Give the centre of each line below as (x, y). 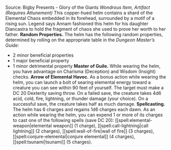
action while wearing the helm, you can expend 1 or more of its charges (88, 115)
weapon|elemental (32, 126)
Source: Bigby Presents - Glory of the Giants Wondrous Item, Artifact (78, 7)
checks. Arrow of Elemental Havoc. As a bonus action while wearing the (89, 77)
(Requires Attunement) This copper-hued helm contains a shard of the (79, 13)
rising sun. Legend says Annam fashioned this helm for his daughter (77, 23)
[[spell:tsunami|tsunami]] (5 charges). (52, 142)
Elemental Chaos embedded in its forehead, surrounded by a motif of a (80, 18)
